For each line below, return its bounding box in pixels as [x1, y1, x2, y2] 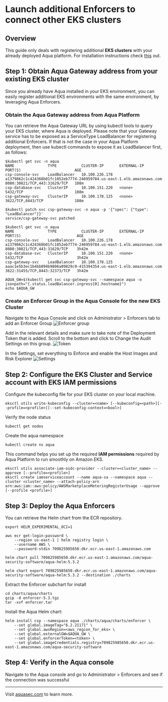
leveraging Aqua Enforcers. [5, 99, 61, 105]
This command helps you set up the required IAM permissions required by [5, 451, 159, 457]
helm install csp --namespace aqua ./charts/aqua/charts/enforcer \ [5, 618, 151, 623]
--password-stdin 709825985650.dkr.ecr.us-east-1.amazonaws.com [14, 546, 151, 551]
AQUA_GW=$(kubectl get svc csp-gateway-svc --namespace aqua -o [5, 277, 142, 282]
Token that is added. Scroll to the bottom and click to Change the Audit [5, 335, 151, 341]
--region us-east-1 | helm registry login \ [14, 538, 108, 543]
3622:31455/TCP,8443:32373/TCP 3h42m [5, 269, 88, 274]
